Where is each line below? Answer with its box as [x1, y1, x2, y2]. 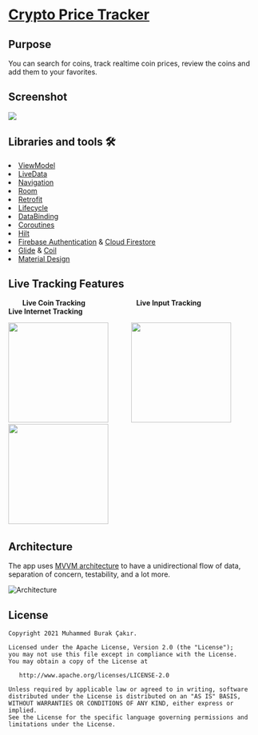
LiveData [18, 169, 48, 178]
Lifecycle [18, 202, 49, 213]
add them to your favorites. [8, 67, 97, 77]
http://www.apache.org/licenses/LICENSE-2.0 [18, 672, 170, 680]
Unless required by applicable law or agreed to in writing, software [8, 685, 248, 693]
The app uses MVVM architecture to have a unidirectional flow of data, [8, 561, 241, 571]
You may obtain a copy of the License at [8, 657, 149, 665]
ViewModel [18, 160, 56, 170]
